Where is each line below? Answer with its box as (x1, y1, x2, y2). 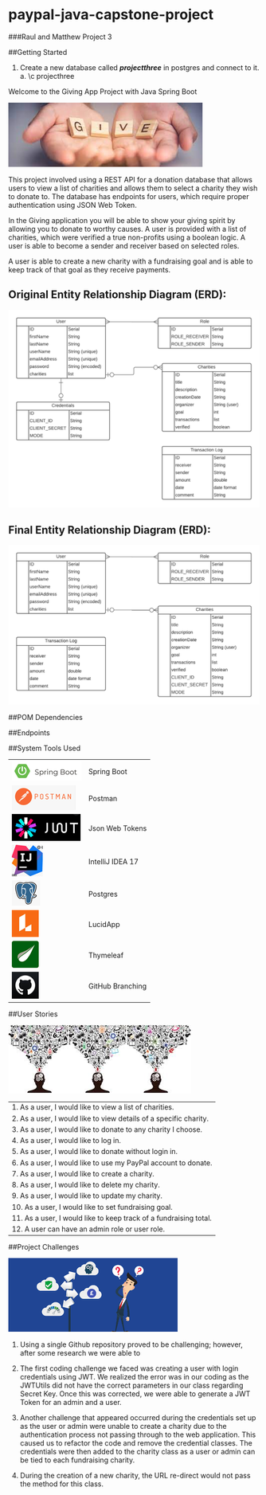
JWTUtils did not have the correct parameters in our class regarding (19, 1380, 244, 1390)
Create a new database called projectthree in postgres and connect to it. (19, 62, 260, 72)
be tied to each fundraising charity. (19, 1455, 135, 1465)
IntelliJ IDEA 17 (88, 856, 139, 866)
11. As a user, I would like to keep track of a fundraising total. (11, 1213, 213, 1223)
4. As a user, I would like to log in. (11, 1136, 121, 1145)
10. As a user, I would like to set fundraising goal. (11, 1202, 173, 1211)
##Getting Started (8, 47, 68, 57)
